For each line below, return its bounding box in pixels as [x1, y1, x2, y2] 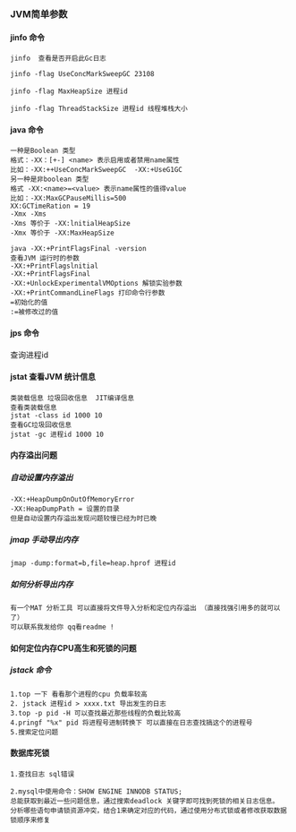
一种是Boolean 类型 [10, 146, 76, 156]
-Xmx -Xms [10, 210, 47, 219]
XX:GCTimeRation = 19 [10, 202, 91, 211]
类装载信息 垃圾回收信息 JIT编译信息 [10, 393, 135, 402]
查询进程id [10, 349, 48, 360]
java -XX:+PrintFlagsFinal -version [10, 244, 147, 253]
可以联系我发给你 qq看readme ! [10, 622, 114, 632]
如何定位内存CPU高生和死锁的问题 [10, 642, 137, 653]
